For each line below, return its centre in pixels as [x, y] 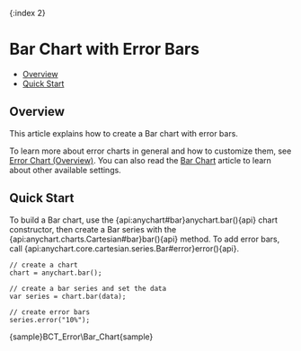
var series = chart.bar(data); [68, 296]
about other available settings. [65, 170]
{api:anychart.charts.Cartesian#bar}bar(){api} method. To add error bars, [145, 239]
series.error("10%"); [50, 320]
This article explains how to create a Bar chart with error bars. [124, 133]
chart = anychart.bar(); [56, 273]
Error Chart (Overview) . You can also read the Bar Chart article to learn [141, 160]
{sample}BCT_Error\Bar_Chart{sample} [81, 337]
